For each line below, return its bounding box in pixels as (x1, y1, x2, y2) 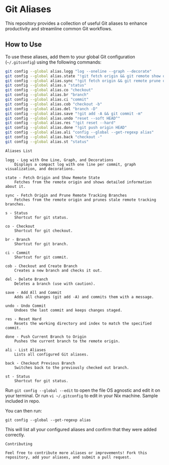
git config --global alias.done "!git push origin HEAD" (5, 125, 127, 130)
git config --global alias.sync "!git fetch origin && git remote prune (5, 78, 161, 83)
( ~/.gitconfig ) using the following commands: (5, 59, 102, 65)
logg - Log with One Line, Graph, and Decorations (5, 158, 114, 163)
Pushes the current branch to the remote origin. (14, 338, 121, 344)
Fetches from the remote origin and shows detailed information (14, 179, 152, 185)
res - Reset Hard (5, 317, 42, 322)
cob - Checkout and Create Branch (5, 264, 78, 269)
